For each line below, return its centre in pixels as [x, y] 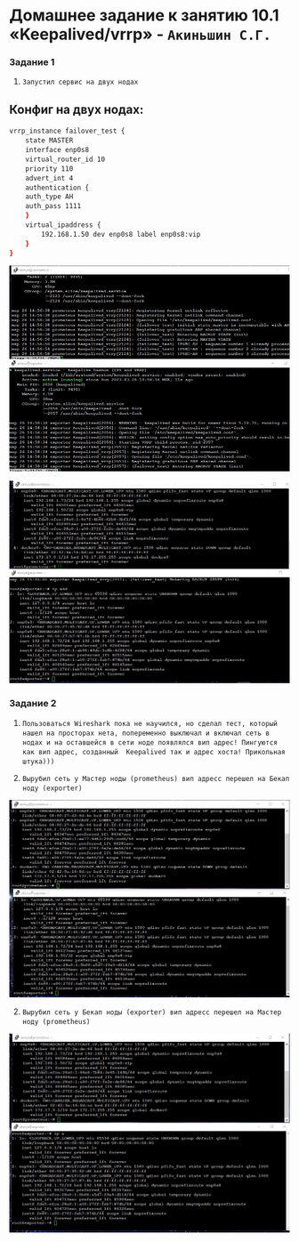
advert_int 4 [49, 178]
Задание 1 [32, 62]
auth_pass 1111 [53, 206]
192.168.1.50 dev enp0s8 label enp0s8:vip [121, 234]
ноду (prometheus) [56, 1022]
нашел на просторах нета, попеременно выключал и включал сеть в [145, 733]
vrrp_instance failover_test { [67, 131]
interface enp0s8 [57, 150]
